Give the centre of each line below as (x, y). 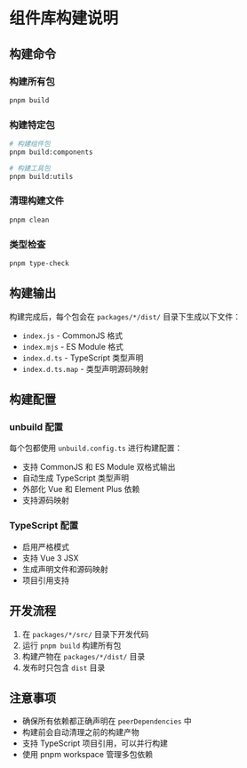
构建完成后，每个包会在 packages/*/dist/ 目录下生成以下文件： (125, 316)
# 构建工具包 (30, 168)
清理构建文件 (37, 201)
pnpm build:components (51, 152)
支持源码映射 (45, 500)
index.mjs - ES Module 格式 (73, 346)
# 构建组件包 (30, 144)
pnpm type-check (39, 263)
